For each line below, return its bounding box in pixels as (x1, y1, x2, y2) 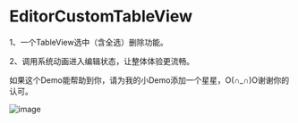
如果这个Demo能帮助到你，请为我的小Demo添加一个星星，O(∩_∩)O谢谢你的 (9, 74, 289, 86)
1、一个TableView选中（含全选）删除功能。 (9, 37, 168, 47)
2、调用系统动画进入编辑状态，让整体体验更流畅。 (9, 55, 195, 66)
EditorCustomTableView (9, 6, 193, 27)
